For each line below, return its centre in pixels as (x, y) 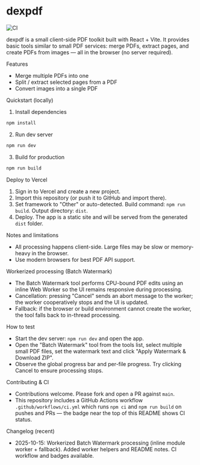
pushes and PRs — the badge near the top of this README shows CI (100, 413)
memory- (182, 247)
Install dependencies (41, 112)
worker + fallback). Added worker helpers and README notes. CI (95, 449)
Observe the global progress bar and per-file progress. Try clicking (98, 364)
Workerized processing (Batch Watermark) (59, 271)
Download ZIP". (34, 358)
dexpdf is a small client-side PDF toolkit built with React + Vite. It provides (98, 39)
